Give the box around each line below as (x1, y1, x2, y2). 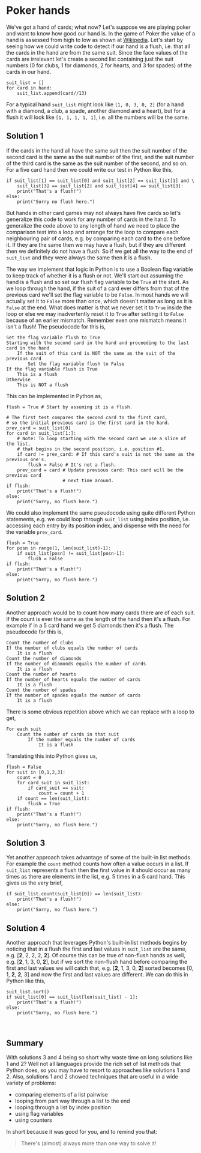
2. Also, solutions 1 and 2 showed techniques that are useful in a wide (6, 1073, 178, 1080)
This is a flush (17, 371, 58, 377)
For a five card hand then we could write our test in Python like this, (6, 166, 173, 173)
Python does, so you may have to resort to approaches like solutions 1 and (6, 1067, 190, 1074)
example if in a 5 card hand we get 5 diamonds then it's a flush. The (6, 622, 174, 629)
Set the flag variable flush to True (6, 334, 101, 340)
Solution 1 (6, 131, 44, 141)
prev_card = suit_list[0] (6, 425, 71, 431)
